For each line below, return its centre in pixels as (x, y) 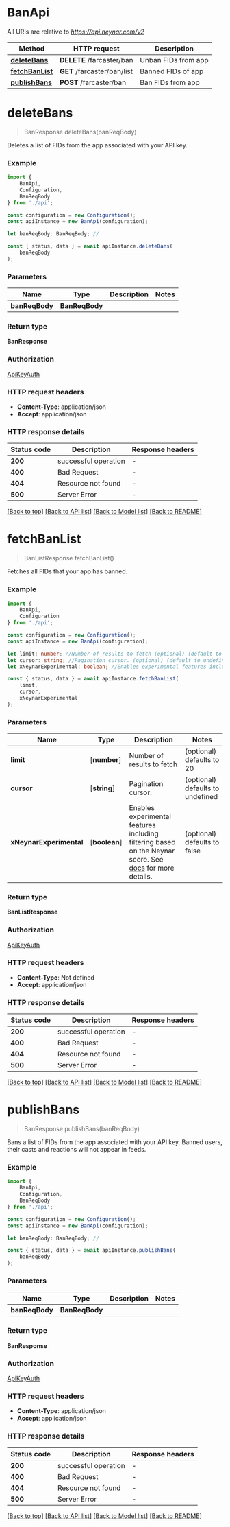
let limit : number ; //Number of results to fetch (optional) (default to (115, 654)
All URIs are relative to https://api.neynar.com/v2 (76, 32)
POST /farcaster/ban (93, 82)
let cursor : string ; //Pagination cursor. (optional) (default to (104, 660)
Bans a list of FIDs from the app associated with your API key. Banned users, (115, 1142)
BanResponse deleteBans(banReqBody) (80, 132)
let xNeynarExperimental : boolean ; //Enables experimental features (107, 667)
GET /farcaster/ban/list (96, 71)
